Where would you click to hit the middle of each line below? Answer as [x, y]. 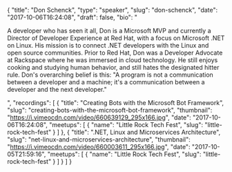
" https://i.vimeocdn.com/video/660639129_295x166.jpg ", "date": [99, 117]
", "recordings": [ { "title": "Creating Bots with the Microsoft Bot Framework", [116, 103]
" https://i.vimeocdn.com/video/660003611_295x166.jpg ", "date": [99, 147]
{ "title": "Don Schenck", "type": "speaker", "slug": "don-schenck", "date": [113, 10]
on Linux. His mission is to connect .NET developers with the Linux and [108, 45]
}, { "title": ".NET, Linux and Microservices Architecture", [141, 132]
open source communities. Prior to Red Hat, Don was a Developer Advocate [115, 52]
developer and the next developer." [57, 89]
